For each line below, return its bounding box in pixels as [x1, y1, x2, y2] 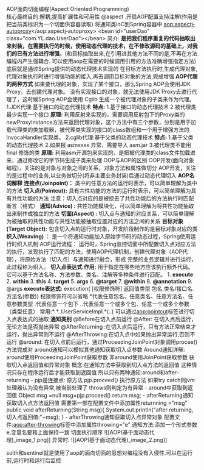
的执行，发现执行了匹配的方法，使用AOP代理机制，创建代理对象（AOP [6, 248, 183, 255]
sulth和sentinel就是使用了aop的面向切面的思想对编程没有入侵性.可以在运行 [6, 449, 193, 456]
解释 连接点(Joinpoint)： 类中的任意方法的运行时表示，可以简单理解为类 [11, 179, 192, 187]
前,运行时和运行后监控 [6, 457, 62, 464]
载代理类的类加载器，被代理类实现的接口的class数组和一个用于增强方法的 [6, 126, 190, 133]
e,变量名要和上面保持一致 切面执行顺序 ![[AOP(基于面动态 [6, 429, 150, 436]
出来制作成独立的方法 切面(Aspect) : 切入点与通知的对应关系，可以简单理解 [6, 210, 195, 217]
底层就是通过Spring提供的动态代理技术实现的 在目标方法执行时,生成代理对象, [6, 65, 198, 72]
